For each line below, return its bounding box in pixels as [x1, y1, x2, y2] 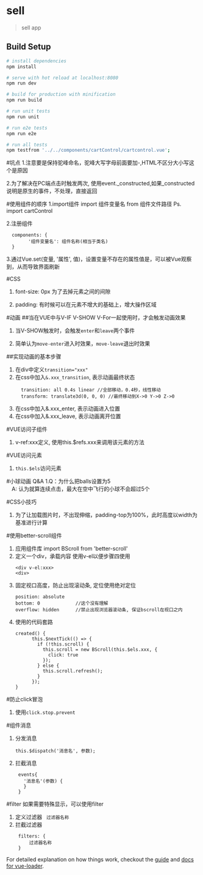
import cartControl [6, 207, 53, 215]
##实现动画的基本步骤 [6, 353, 62, 360]
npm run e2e [6, 130, 37, 136]
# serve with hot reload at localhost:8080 [6, 75, 119, 81]
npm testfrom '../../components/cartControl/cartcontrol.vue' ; [6, 147, 171, 154]
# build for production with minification [6, 91, 116, 98]
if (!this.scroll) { [37, 641, 90, 647]
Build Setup [6, 42, 51, 52]
